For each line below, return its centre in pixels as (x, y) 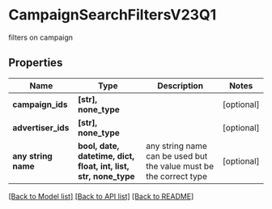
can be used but (176, 156)
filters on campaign (41, 37)
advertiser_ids (41, 127)
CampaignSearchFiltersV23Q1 (113, 15)
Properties (36, 63)
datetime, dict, (106, 156)
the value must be (180, 166)
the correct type (176, 176)
